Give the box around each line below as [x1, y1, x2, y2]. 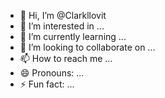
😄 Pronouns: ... [19, 67, 85, 79]
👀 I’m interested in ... [19, 20, 105, 32]
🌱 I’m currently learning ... [19, 31, 127, 42]
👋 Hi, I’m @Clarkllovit [19, 10, 107, 21]
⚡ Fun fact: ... [19, 78, 75, 90]
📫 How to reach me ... [19, 53, 113, 64]
